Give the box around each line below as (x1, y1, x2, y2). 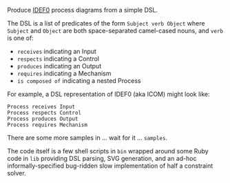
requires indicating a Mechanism (17, 69, 112, 77)
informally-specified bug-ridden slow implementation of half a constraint (7, 162, 213, 170)
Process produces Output (7, 115, 79, 122)
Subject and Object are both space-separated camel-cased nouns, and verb (7, 27, 224, 35)
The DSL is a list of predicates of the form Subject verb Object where (7, 19, 205, 27)
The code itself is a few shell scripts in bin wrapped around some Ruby (7, 147, 209, 155)
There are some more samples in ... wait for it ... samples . (7, 134, 167, 142)
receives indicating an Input (17, 48, 96, 55)
